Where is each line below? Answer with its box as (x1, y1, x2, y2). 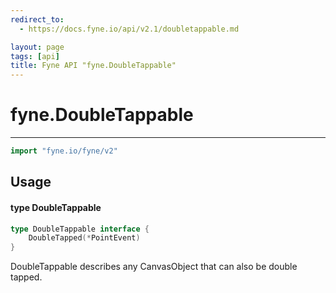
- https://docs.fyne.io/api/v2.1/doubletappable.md (19, 24, 240, 34)
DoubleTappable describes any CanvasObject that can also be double (10, 261, 298, 273)
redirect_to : (10, 14, 65, 25)
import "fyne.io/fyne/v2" (10, 146, 118, 156)
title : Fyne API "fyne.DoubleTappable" (10, 61, 177, 71)
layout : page (10, 42, 65, 52)
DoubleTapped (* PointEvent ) (28, 233, 141, 243)
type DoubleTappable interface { (10, 224, 150, 234)
